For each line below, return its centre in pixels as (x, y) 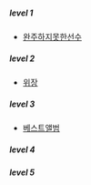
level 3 (22, 104)
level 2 (22, 58)
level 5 (22, 172)
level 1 (21, 13)
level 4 (22, 149)
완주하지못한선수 (52, 36)
